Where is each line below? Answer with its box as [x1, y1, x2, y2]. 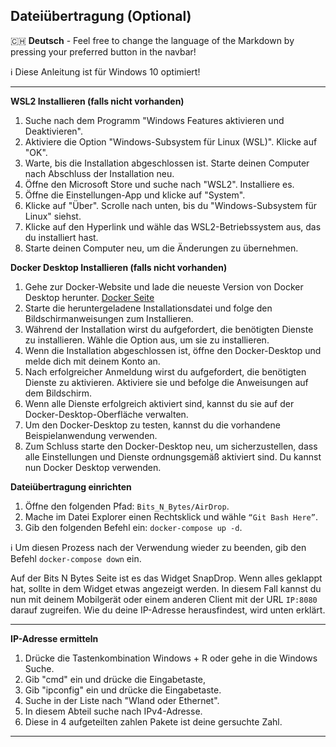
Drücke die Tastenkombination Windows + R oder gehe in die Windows [24, 652, 318, 664]
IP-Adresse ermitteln [10, 632, 99, 644]
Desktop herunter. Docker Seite [24, 291, 155, 303]
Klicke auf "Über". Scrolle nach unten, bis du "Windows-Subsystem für [24, 199, 318, 211]
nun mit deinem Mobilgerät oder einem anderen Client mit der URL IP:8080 [10, 593, 318, 605]
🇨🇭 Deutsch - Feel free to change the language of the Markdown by [10, 34, 295, 46]
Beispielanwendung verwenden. [24, 429, 158, 441]
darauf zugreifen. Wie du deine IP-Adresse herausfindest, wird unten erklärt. [10, 604, 326, 616]
